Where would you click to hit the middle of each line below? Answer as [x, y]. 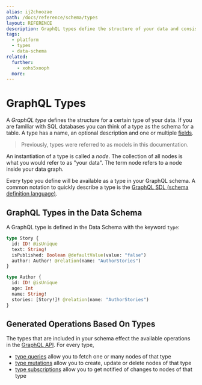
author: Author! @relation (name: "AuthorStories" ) [76, 261]
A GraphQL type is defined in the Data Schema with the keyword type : [93, 227]
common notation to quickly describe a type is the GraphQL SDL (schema [97, 187]
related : [17, 57]
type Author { [24, 277]
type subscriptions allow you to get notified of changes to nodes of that [103, 369]
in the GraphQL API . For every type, [50, 345]
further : [23, 62]
